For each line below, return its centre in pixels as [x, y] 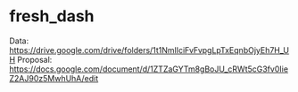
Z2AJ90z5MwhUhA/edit [54, 78]
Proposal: [35, 59]
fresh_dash [52, 16]
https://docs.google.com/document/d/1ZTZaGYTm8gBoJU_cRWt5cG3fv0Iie [149, 69]
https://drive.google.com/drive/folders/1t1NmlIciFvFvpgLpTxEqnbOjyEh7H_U [149, 50]
